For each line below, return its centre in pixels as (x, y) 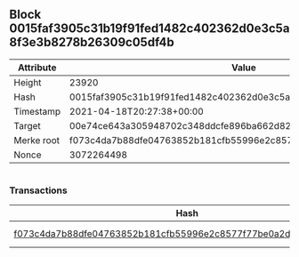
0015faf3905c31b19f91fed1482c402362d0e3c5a (149, 29)
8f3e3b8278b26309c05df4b (92, 42)
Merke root (37, 140)
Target (28, 125)
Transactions (39, 190)
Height (28, 82)
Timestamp (37, 111)
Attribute (37, 68)
